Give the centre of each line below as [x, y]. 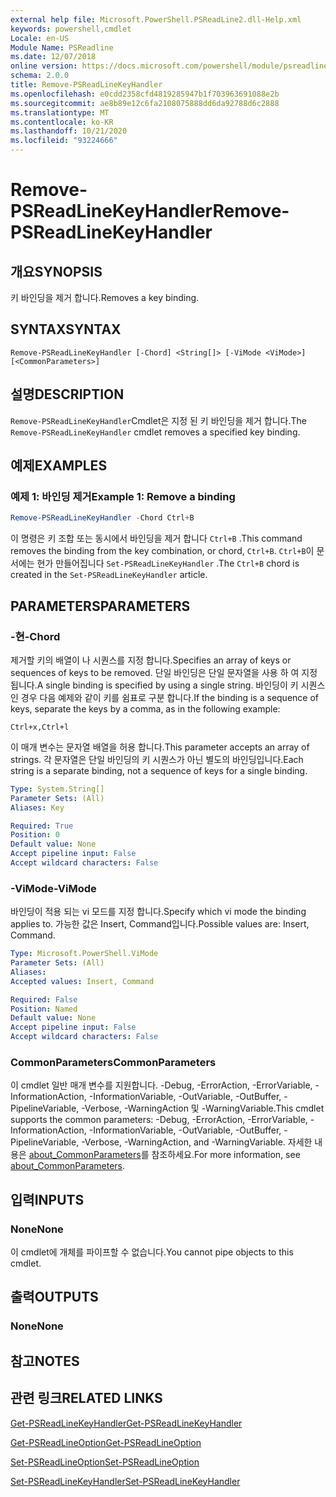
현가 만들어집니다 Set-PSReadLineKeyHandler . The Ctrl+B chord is [168, 563]
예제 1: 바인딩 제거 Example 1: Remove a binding [123, 496]
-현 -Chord [35, 636]
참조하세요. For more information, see [226, 1155]
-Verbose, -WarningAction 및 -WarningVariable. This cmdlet [203, 1108]
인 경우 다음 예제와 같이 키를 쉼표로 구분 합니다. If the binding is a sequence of [164, 697]
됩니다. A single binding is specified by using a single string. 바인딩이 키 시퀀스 [168, 685]
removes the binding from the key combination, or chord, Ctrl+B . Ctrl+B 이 [162, 551]
